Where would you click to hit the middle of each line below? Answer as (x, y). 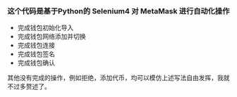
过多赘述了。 (32, 86)
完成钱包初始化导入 (45, 28)
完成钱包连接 (36, 45)
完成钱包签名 (36, 54)
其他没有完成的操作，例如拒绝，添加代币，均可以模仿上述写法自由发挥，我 (115, 78)
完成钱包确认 (36, 63)
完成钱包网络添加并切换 (51, 37)
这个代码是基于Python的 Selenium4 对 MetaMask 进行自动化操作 (119, 11)
